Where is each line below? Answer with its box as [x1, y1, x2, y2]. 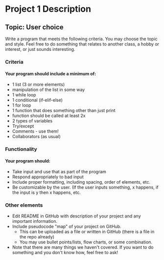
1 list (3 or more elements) [12, 82, 65, 88]
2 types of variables [12, 118, 53, 124]
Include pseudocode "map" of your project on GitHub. [12, 223, 121, 229]
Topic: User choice [5, 23, 64, 31]
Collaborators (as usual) [12, 134, 61, 140]
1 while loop [12, 92, 36, 98]
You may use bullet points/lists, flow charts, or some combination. [19, 239, 153, 245]
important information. [12, 218, 58, 224]
